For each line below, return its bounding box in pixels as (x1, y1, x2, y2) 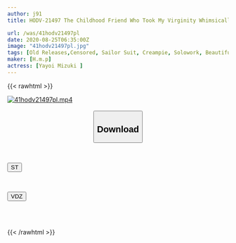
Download (97, 124, 139, 135)
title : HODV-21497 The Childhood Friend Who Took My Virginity (7, 17, 197, 24)
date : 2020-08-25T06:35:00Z (7, 36, 90, 43)
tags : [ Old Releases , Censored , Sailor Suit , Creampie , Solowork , (7, 49, 202, 56)
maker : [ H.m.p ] (7, 56, 52, 63)
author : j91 (7, 10, 42, 18)
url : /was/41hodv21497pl (7, 30, 80, 37)
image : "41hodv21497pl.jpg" (7, 43, 90, 50)
